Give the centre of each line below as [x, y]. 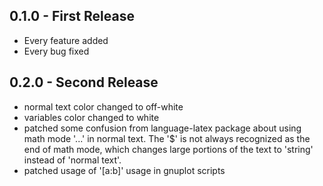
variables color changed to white [91, 117]
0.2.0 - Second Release [84, 82]
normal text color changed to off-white [103, 106]
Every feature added [66, 40]
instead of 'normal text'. [72, 160]
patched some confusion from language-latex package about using [162, 128]
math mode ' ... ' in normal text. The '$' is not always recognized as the [167, 138]
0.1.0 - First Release [72, 16]
